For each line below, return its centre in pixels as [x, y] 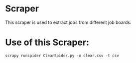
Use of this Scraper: [47, 42]
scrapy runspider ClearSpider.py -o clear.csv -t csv [62, 56]
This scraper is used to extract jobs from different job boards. [68, 22]
